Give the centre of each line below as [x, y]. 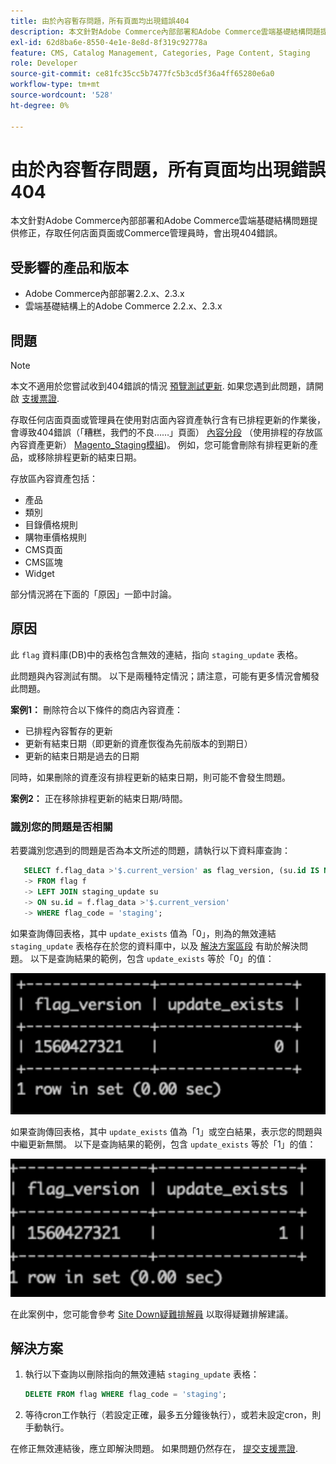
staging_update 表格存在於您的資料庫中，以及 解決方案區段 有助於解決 [155, 946]
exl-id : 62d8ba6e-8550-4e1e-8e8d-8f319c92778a [109, 42]
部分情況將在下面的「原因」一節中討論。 [93, 594]
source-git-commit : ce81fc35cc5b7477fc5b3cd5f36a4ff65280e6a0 [142, 74]
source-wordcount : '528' [62, 95]
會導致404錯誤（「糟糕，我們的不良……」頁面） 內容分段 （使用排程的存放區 [166, 432]
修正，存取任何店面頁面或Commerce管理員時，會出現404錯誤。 [150, 233]
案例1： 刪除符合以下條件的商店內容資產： [96, 709]
